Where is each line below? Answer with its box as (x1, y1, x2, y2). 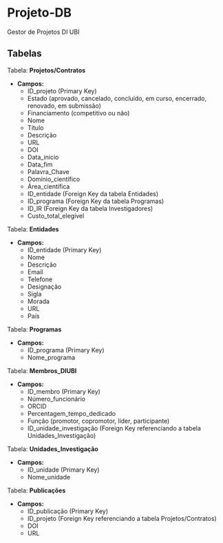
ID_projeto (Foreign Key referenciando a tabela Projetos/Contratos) (27, 514, 217, 522)
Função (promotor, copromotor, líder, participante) (27, 417, 170, 425)
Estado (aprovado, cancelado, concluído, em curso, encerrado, (27, 94, 207, 102)
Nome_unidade (27, 473, 71, 481)
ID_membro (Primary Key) (27, 387, 101, 395)
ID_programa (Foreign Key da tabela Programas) (27, 197, 164, 205)
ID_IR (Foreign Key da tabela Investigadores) (27, 204, 153, 212)
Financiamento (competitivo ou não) (27, 108, 130, 117)
